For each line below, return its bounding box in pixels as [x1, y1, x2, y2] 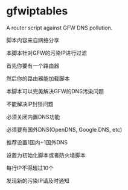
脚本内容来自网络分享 [6, 36, 59, 43]
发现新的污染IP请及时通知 [6, 177, 69, 184]
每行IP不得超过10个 [6, 164, 54, 171]
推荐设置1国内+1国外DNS [6, 138, 68, 146]
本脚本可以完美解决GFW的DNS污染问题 [6, 87, 104, 94]
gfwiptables [6, 4, 68, 18]
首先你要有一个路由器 [6, 62, 59, 69]
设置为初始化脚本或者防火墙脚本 [6, 152, 86, 159]
